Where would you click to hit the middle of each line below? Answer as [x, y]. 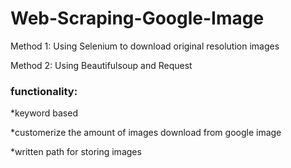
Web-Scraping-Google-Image [137, 18]
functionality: [44, 91]
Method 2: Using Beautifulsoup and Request [101, 65]
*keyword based [44, 113]
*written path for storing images [76, 152]
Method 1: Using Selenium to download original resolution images [145, 46]
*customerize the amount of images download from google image [146, 133]
